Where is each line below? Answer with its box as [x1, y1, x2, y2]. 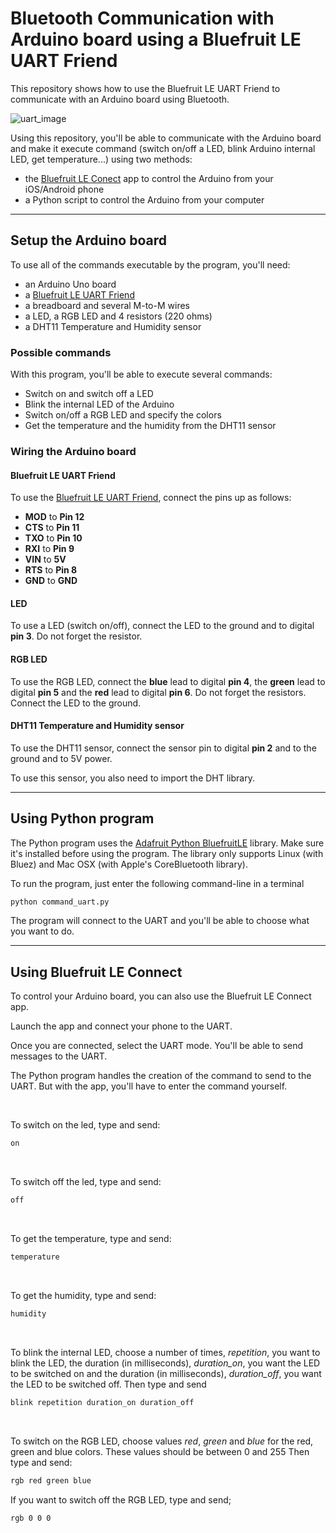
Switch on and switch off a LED [24, 388, 154, 400]
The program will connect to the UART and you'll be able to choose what [10, 915, 310, 927]
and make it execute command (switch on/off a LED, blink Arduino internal [10, 142, 316, 154]
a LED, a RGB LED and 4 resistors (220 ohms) [24, 310, 213, 322]
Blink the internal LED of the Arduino [24, 398, 175, 411]
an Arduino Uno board [24, 278, 117, 290]
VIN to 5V [24, 553, 67, 566]
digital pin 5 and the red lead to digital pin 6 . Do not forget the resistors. [10, 686, 307, 698]
